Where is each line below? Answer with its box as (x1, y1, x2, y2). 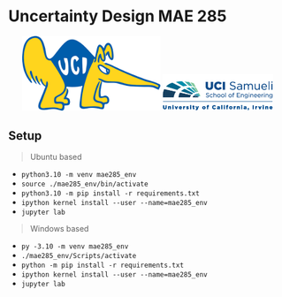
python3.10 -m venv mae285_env (20, 170, 137, 179)
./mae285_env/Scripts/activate (20, 251, 137, 260)
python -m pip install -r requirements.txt (20, 261, 185, 270)
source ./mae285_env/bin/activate (20, 179, 149, 188)
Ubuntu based (29, 151, 82, 162)
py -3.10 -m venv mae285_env (20, 241, 129, 251)
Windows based (29, 223, 89, 233)
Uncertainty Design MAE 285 (8, 6, 227, 27)
